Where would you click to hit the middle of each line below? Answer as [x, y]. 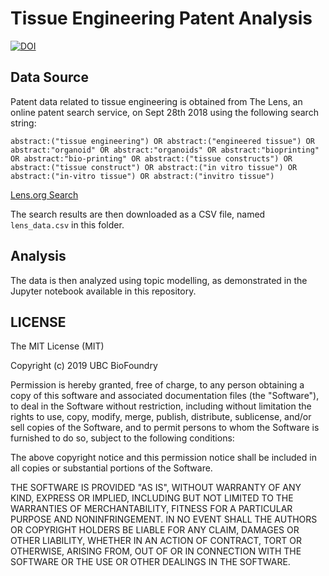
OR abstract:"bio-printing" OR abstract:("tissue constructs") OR [151, 158]
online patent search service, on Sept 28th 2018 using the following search [164, 112]
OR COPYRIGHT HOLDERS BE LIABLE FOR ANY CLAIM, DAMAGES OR [155, 530]
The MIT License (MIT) [57, 346]
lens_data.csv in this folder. [67, 224]
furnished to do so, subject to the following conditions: [122, 438]
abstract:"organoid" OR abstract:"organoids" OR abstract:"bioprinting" [165, 150]
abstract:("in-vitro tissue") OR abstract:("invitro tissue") [142, 176]
